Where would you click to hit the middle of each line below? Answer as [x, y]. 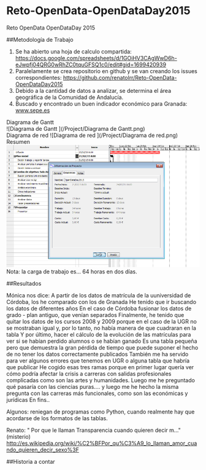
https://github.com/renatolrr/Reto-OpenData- [120, 77]
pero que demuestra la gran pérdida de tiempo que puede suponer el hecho [102, 348]
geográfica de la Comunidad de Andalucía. [69, 97]
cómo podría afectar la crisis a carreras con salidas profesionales [89, 374]
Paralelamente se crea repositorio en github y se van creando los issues [106, 71]
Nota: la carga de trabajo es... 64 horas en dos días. [72, 272]
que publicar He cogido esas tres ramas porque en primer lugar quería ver [100, 367]
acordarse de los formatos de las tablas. [57, 418]
